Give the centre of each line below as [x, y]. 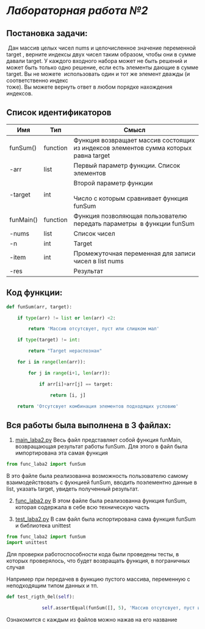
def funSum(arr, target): [39, 307]
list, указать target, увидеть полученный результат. [73, 489]
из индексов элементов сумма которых [133, 147]
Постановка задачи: [47, 33]
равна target [92, 155]
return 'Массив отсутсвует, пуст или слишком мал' [94, 329]
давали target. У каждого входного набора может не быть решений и [97, 61]
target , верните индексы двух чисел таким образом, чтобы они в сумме [101, 54]
